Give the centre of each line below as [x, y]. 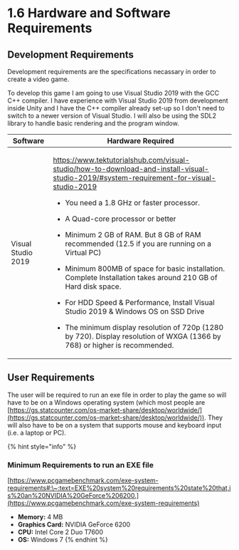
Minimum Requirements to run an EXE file [81, 465]
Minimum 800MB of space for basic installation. [145, 269]
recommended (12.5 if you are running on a [138, 244]
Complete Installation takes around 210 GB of [142, 277]
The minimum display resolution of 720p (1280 [144, 327]
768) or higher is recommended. [119, 345]
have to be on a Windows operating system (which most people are [106, 402]
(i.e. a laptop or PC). [37, 432]
